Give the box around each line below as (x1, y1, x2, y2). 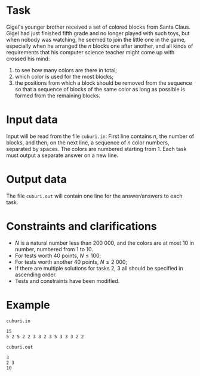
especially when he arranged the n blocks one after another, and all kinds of (6, 42, 193, 50)
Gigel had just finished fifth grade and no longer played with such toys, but (6, 29, 190, 36)
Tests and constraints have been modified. (14, 277, 120, 284)
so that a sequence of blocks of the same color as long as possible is (14, 85, 185, 93)
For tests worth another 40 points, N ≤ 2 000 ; (14, 258, 128, 266)
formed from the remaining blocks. (14, 92, 100, 99)
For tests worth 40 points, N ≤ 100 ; (14, 252, 101, 259)
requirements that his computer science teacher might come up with (6, 48, 175, 56)
